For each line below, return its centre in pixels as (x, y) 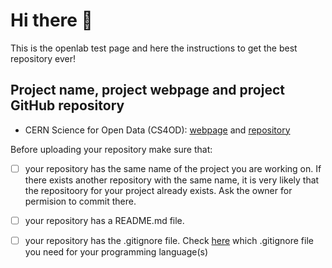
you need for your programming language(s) (116, 251)
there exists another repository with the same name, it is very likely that (172, 180)
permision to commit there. (80, 201)
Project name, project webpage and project (147, 90)
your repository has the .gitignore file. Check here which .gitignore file (169, 240)
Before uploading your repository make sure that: (111, 149)
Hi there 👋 (51, 20)
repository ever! (43, 58)
